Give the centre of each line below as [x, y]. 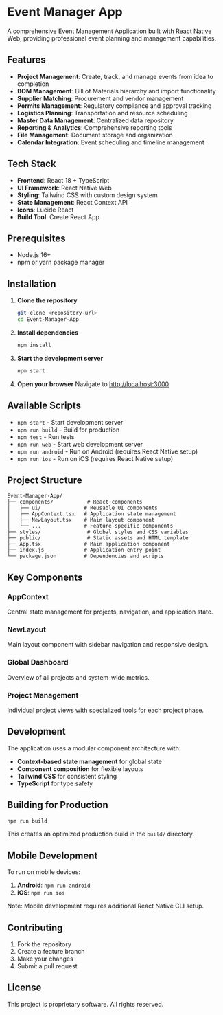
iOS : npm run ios [41, 893]
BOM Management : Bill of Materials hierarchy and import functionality [116, 91]
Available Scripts [44, 406]
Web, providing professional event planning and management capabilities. [112, 38]
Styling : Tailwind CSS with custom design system [87, 195]
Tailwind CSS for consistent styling [67, 776]
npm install [34, 345]
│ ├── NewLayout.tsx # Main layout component [81, 520]
